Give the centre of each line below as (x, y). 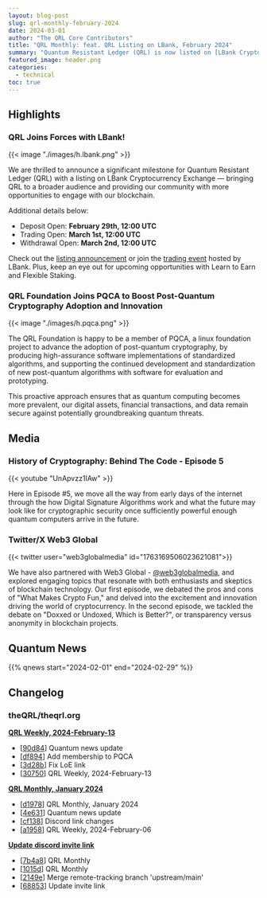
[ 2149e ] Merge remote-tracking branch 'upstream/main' (112, 877)
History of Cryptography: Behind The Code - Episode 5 (116, 461)
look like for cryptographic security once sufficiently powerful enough (123, 511)
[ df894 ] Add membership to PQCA (76, 756)
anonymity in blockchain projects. (64, 623)
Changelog (36, 692)
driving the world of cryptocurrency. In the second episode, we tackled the (131, 607)
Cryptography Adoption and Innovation (85, 306)
